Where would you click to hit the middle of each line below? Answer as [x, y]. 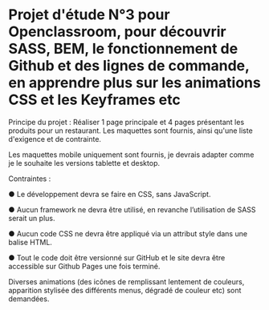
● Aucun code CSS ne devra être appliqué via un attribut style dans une [128, 233]
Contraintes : [30, 179]
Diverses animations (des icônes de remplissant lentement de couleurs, [126, 281]
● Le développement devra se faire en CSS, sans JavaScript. [110, 194]
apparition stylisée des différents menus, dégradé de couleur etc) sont [125, 290]
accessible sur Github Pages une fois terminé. [84, 266]
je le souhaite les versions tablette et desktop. [84, 163]
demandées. [29, 299]
